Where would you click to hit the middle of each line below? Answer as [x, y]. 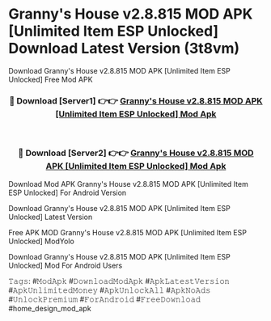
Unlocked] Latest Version [51, 217]
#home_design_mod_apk [50, 308]
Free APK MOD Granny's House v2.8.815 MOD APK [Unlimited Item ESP [127, 232]
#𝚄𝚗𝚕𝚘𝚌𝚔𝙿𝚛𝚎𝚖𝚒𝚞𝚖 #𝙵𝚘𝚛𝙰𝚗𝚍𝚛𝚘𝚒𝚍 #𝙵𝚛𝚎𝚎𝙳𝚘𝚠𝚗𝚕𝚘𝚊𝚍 [104, 299]
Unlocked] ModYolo [41, 241]
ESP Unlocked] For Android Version [68, 192]
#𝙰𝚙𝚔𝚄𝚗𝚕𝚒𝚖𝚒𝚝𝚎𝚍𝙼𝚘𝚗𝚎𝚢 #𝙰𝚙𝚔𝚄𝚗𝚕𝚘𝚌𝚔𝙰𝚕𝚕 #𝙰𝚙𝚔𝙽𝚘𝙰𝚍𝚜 [110, 290]
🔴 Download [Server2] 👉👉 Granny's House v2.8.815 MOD [136, 153]
